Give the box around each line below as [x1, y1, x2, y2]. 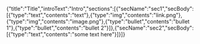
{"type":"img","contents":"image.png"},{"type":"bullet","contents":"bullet [6, 18, 190, 25]
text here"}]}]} [89, 31, 125, 38]
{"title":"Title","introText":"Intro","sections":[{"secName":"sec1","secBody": [6, 5, 194, 12]
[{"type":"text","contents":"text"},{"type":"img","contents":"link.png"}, [6, 11, 182, 19]
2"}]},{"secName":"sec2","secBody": [100, 24, 194, 31]
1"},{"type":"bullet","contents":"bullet [6, 24, 100, 31]
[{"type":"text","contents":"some [6, 31, 89, 38]
